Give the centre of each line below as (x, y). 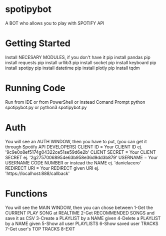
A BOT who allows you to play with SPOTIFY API (55, 23)
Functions (26, 193)
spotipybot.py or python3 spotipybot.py (46, 107)
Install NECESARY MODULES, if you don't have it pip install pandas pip (78, 57)
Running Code (35, 88)
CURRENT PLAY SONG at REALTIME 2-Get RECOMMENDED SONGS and (80, 213)
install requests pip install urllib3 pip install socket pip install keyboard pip (81, 62)
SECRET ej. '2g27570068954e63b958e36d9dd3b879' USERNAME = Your (81, 157)
